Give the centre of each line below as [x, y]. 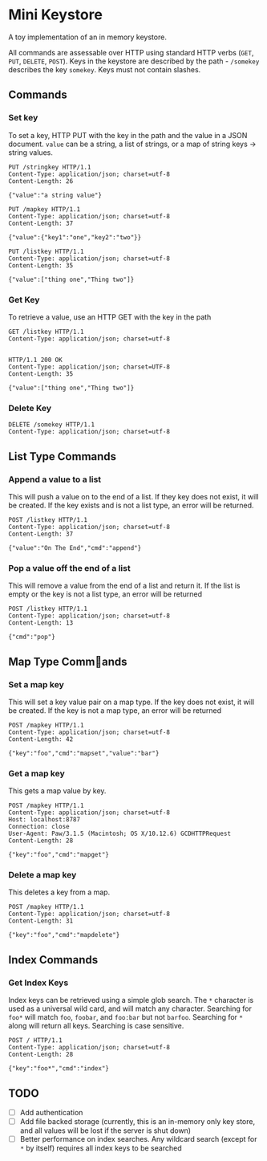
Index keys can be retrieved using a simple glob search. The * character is [131, 1000]
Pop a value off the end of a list [69, 568]
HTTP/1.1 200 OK [35, 360]
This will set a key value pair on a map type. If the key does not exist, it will [131, 702]
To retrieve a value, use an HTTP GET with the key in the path [110, 317]
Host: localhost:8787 [44, 820]
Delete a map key [42, 875]
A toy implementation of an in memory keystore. [87, 37]
